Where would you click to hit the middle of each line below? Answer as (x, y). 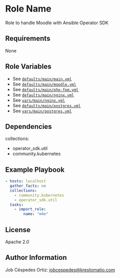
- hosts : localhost (26, 181)
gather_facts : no (28, 186)
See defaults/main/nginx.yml (43, 95)
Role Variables (28, 67)
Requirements (28, 39)
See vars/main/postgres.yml (42, 111)
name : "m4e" (36, 214)
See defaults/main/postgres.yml (47, 105)
